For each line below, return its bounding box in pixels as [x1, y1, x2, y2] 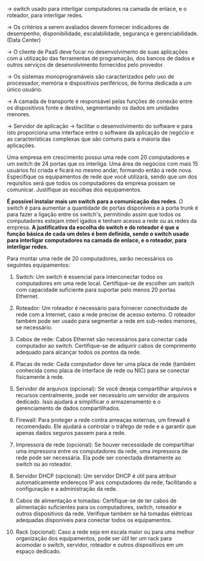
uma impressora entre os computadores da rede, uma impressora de [15, 448, 188, 454]
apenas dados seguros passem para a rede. [15, 429, 126, 436]
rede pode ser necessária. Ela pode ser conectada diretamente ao [15, 454, 182, 461]
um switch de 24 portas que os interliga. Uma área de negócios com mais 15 [7, 160, 199, 167]
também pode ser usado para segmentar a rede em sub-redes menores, [15, 317, 197, 325]
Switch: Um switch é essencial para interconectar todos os [15, 273, 163, 280]
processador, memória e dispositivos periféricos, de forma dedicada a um [7, 79, 192, 86]
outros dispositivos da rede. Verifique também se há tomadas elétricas [15, 510, 193, 517]
